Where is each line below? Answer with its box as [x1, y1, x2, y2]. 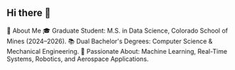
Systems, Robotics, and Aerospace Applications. [6, 54, 149, 63]
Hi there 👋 [6, 7, 51, 19]
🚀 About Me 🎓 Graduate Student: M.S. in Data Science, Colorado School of [6, 26, 229, 35]
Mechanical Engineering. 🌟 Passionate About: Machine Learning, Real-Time [6, 47, 228, 55]
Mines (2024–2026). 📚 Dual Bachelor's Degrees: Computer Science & [6, 37, 213, 45]
